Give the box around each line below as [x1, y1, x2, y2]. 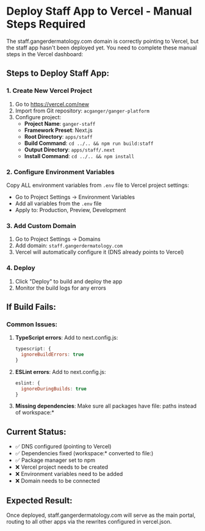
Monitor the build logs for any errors [15, 284, 107, 291]
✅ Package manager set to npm [15, 456, 96, 464]
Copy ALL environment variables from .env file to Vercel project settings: [6, 181, 189, 189]
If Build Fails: [6, 301, 57, 312]
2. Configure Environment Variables [6, 167, 115, 176]
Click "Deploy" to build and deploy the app [15, 277, 123, 285]
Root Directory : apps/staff [24, 133, 93, 140]
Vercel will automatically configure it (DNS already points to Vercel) [15, 249, 184, 256]
